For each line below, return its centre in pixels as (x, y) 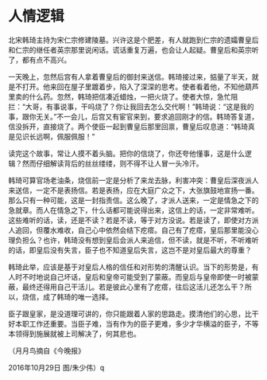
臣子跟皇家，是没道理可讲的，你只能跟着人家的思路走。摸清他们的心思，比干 (133, 313)
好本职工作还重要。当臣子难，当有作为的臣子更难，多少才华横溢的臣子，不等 (133, 323)
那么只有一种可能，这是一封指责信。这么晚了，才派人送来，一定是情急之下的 (133, 200)
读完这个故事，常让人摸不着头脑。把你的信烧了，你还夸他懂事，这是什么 (126, 153)
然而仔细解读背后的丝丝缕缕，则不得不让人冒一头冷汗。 (112, 163)
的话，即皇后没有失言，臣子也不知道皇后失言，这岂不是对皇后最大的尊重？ (130, 250)
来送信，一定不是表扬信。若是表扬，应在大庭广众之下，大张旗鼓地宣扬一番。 (133, 190)
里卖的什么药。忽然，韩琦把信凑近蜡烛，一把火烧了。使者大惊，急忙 (120, 96)
